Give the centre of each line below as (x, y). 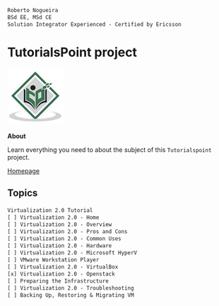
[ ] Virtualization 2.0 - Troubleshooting (71, 288)
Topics (23, 193)
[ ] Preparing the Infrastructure (58, 281)
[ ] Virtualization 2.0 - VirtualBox (63, 267)
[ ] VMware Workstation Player (53, 260)
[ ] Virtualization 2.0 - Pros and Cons (68, 231)
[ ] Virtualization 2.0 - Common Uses (64, 239)
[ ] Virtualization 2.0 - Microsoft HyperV (72, 253)
